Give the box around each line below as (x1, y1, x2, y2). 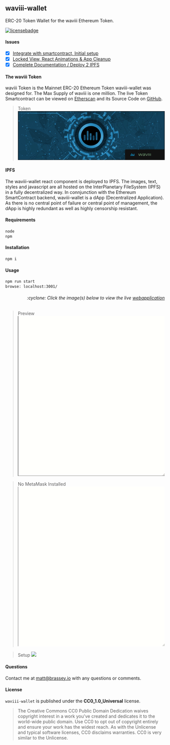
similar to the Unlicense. (17, 734, 68, 740)
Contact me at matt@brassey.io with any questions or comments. (5, 675, 142, 681)
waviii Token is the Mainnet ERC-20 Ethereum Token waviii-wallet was (5, 85, 152, 91)
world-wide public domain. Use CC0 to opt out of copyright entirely (17, 718, 158, 725)
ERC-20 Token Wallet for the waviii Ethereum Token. (5, 17, 114, 23)
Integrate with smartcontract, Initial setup (12, 50, 99, 56)
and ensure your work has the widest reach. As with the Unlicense (17, 724, 156, 730)
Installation (5, 245, 29, 251)
